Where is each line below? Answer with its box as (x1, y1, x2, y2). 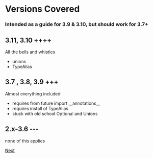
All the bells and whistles (5, 49, 55, 55)
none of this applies (5, 138, 45, 144)
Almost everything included (5, 90, 61, 96)
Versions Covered (5, 3, 80, 15)
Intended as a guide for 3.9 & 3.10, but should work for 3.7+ (5, 21, 149, 28)
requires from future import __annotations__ (12, 100, 101, 106)
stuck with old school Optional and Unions (12, 111, 98, 116)
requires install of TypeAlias (12, 105, 69, 111)
